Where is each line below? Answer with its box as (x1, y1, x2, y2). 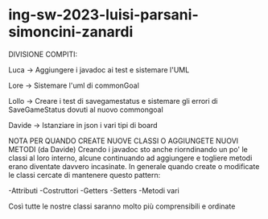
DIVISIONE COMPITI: (8, 49, 78, 59)
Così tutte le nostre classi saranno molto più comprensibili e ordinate (8, 201, 236, 211)
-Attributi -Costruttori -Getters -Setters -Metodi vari (8, 185, 179, 195)
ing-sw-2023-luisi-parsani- (8, 6, 199, 24)
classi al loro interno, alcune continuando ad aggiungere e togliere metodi (8, 153, 253, 163)
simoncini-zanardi (8, 23, 134, 41)
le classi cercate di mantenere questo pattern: (8, 170, 161, 180)
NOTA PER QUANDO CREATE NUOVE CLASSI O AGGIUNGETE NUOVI (8, 135, 239, 146)
